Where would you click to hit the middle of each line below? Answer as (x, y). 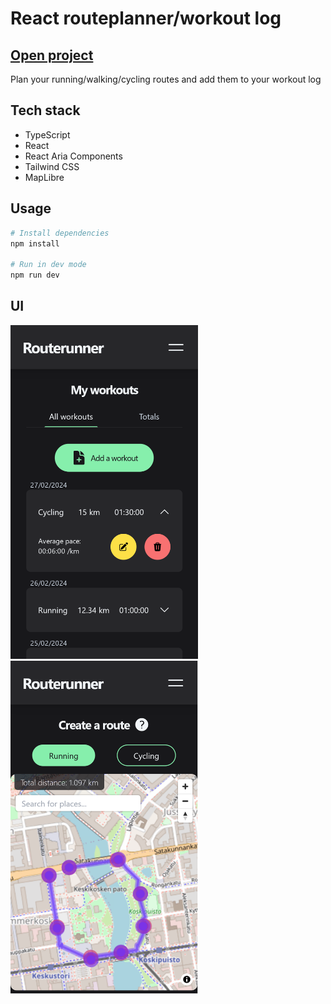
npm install (35, 243)
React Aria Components (73, 156)
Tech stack (45, 110)
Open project (52, 55)
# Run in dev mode (48, 265)
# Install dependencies (60, 233)
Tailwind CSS (52, 166)
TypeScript (47, 134)
